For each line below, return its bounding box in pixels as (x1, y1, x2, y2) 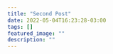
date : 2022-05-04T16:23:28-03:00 (7, 17, 107, 24)
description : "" (7, 36, 55, 43)
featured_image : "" (7, 29, 65, 37)
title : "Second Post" (7, 10, 72, 18)
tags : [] (7, 23, 33, 30)
